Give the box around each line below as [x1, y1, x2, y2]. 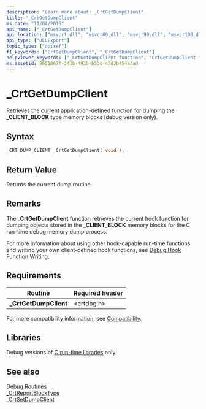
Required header [73, 289, 124, 297]
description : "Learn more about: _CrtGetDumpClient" [6, 9, 144, 15]
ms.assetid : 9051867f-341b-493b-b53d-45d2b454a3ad [6, 60, 139, 66]
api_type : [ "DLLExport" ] [6, 37, 70, 44]
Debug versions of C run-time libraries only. [6, 349, 117, 356]
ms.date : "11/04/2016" [6, 20, 64, 26]
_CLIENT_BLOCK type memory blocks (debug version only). [6, 113, 158, 121]
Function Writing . [6, 253, 50, 260]
